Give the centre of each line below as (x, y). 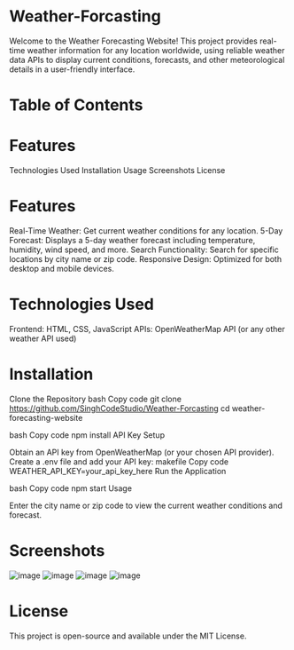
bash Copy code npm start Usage (71, 488)
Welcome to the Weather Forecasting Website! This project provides (134, 41)
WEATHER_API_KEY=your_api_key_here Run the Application (118, 471)
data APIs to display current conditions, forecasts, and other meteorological (147, 59)
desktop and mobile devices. (62, 269)
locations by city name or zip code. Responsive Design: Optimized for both (145, 259)
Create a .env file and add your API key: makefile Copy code (119, 461)
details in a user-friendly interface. (72, 69)
